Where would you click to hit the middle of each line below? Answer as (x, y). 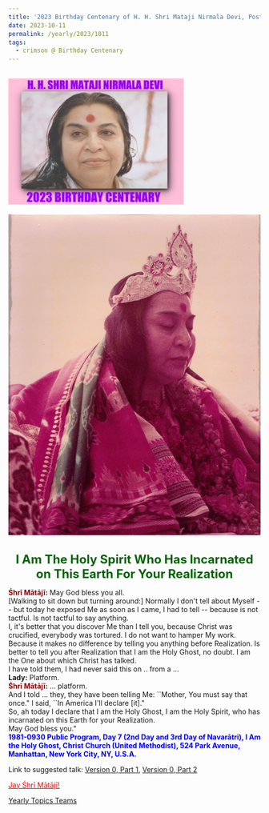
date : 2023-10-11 (37, 25)
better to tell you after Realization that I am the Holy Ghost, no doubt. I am (129, 651)
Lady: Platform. (34, 677)
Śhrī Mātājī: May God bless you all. (66, 592)
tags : (17, 42)
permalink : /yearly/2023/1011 (59, 34)
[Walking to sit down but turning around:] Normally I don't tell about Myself (131, 601)
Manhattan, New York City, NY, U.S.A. (73, 754)
